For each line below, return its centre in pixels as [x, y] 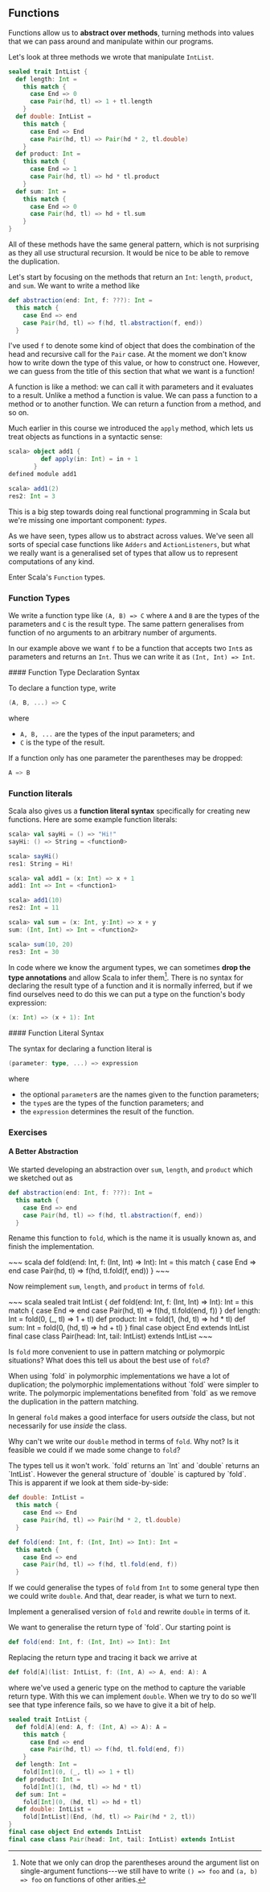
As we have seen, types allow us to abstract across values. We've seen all [131, 536]
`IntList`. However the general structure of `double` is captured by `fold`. [127, 1475]
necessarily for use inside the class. [67, 1426]
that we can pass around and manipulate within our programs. [111, 41]
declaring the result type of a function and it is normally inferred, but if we [131, 985]
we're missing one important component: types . [88, 520]
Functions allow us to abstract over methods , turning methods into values [131, 32]
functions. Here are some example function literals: [93, 819]
